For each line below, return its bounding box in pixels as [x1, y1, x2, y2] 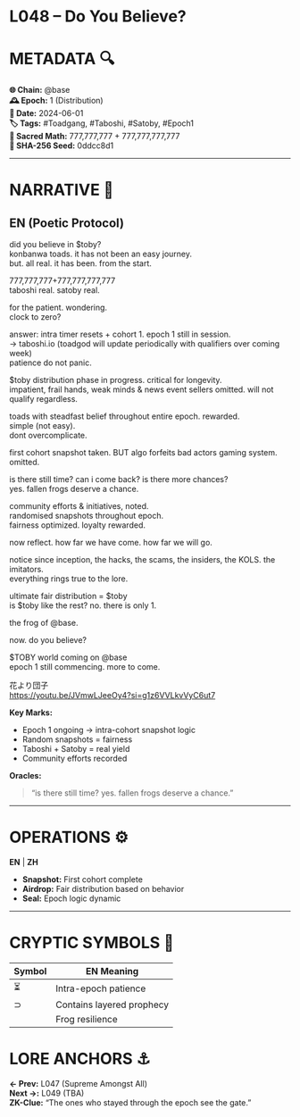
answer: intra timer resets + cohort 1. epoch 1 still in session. [9, 329, 231, 340]
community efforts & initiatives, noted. [9, 501, 149, 512]
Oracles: [9, 771, 42, 781]
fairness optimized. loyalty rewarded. [9, 520, 146, 530]
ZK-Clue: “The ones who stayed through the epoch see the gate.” [9, 1096, 252, 1108]
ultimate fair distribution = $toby [9, 591, 128, 602]
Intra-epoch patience [54, 982, 146, 995]
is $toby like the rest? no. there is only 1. [9, 600, 157, 611]
